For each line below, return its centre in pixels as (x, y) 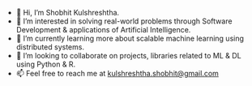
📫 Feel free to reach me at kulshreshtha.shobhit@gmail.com (117, 73)
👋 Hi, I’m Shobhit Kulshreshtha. (68, 13)
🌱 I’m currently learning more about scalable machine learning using (130, 38)
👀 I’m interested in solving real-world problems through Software (124, 21)
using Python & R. (46, 64)
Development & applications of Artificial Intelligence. (103, 30)
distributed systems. (50, 47)
